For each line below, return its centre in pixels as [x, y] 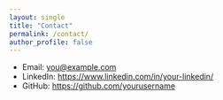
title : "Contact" [41, 26]
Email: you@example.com [69, 67]
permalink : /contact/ [49, 34]
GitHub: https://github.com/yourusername [98, 86]
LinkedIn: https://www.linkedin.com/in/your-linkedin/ [118, 77]
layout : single [37, 17]
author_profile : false [51, 42]
